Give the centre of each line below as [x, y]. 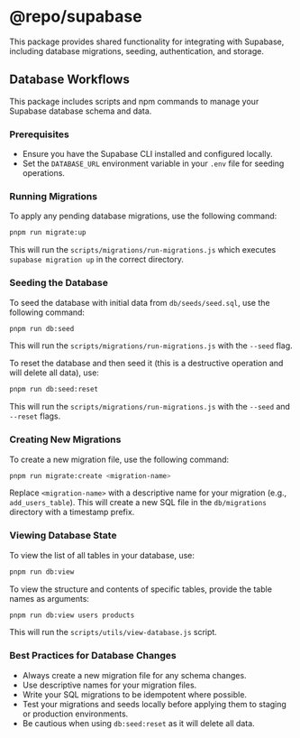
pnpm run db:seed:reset [54, 390]
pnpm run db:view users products [72, 615]
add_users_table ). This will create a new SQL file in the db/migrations [138, 503]
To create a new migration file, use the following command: [119, 459]
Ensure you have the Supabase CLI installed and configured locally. [147, 154]
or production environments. [75, 714]
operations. [44, 173]
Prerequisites [39, 134]
